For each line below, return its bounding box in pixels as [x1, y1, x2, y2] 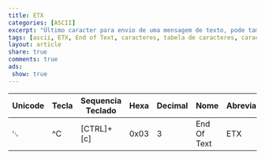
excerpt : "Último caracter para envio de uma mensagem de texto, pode [8, 26, 245, 34]
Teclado [85, 105, 117, 116]
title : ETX [8, 11, 44, 20]
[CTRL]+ [80, 123, 113, 134]
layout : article [8, 41, 62, 49]
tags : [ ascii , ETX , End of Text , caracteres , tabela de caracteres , [8, 33, 238, 42]
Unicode [12, 100, 45, 111]
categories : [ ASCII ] [8, 19, 77, 27]
